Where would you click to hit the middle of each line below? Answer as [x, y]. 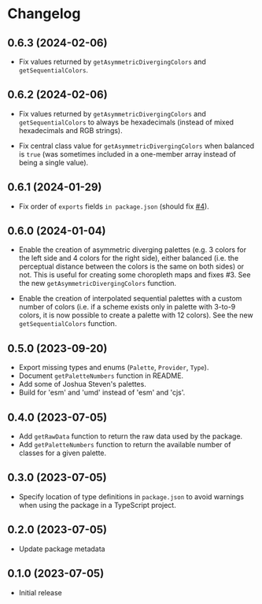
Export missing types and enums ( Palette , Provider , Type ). [114, 368]
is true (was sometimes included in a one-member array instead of [127, 154]
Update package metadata [62, 549]
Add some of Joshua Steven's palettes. [82, 384]
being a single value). [54, 162]
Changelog [44, 14]
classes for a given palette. [63, 453]
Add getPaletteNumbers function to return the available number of [125, 445]
